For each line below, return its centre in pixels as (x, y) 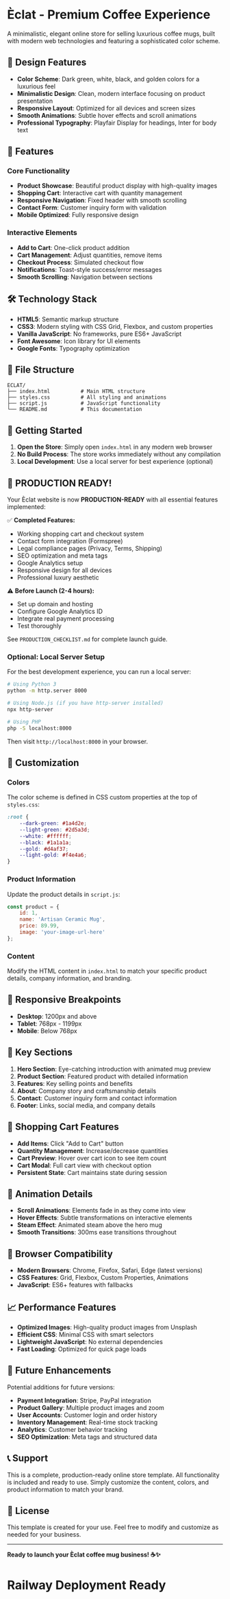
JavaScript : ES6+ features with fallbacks (75, 1285)
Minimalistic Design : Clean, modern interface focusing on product (111, 93)
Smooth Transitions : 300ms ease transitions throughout (97, 1232)
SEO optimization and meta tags (62, 556)
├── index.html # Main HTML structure (76, 392)
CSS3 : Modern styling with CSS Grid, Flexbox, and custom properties (115, 326)
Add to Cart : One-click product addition (73, 247)
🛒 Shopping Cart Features (63, 1127)
